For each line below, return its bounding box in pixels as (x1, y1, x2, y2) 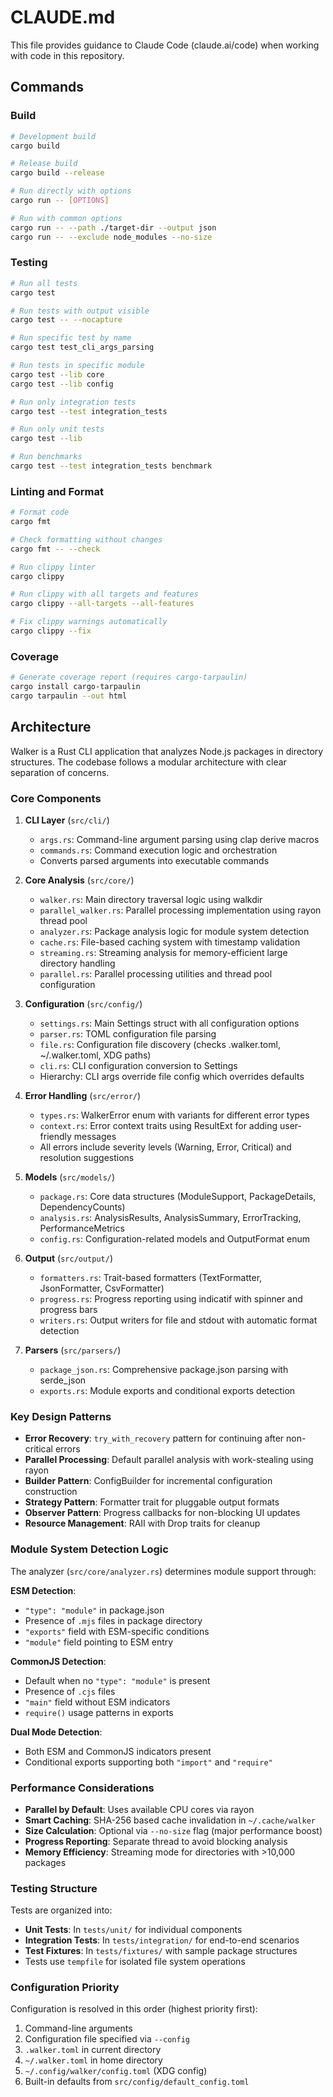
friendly (39, 1131, 72, 1142)
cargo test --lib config (10, 379, 114, 389)
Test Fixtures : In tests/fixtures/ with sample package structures (24, 1945, 298, 1957)
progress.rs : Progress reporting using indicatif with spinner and (39, 1293, 303, 1305)
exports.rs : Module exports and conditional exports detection (39, 1385, 296, 1396)
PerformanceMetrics (39, 1222, 125, 1234)
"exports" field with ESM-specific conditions (24, 1625, 210, 1637)
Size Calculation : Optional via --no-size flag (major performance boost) (24, 1824, 323, 1836)
